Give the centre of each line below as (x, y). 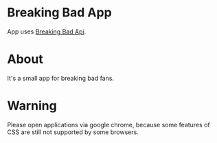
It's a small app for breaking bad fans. (61, 78)
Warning (32, 106)
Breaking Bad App (59, 13)
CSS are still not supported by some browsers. (73, 132)
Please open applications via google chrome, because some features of (109, 125)
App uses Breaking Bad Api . (47, 31)
